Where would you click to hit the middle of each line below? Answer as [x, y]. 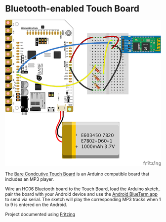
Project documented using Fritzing [40, 215]
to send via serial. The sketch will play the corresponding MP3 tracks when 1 [83, 200]
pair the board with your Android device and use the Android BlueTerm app [82, 194]
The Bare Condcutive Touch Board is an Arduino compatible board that [77, 174]
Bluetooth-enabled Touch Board [72, 9]
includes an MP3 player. [30, 179]
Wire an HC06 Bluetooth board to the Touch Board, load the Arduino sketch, [83, 189]
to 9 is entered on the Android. [36, 205]
